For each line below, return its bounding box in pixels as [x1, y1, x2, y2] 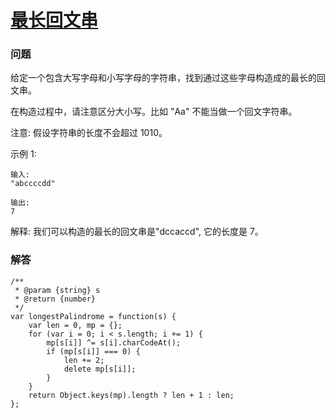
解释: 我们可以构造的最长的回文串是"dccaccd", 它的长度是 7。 [10, 226, 264, 238]
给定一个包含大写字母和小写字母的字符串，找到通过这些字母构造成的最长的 [10, 72, 317, 84]
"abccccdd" [10, 179, 56, 189]
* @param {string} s [14, 285, 101, 295]
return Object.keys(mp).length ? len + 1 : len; [28, 390, 235, 400]
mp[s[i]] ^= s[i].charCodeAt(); [46, 337, 182, 348]
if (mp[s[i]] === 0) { [46, 346, 141, 356]
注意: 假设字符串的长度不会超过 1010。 [10, 127, 168, 139]
